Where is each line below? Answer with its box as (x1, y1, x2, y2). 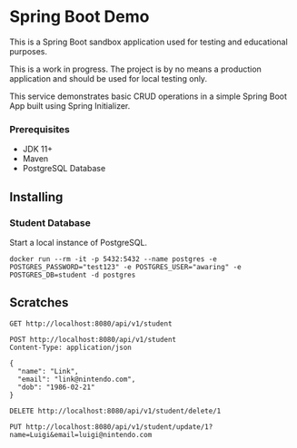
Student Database (9, 216, 91, 229)
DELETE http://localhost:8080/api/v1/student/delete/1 (9, 406, 222, 415)
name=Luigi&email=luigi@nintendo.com (9, 430, 153, 439)
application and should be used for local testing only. (9, 73, 207, 83)
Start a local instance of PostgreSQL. (9, 237, 148, 248)
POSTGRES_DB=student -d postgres (9, 270, 136, 279)
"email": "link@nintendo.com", (17, 375, 136, 384)
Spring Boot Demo (9, 6, 150, 27)
